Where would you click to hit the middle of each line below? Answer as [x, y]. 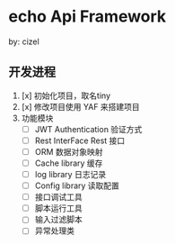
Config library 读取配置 [77, 185]
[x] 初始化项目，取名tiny [66, 95]
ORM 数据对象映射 [69, 151]
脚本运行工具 [58, 208]
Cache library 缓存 [69, 163]
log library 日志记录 [70, 174]
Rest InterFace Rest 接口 [80, 140]
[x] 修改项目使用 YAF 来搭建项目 [80, 106]
